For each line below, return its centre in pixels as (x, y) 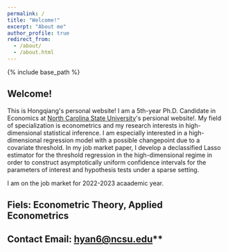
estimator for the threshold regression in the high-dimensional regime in (110, 155)
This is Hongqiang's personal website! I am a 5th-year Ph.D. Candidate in (112, 110)
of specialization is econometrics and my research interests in (96, 125)
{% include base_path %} (44, 72)
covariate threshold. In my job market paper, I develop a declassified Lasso (114, 147)
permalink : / (26, 14)
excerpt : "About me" (37, 26)
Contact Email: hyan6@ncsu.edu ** (85, 239)
